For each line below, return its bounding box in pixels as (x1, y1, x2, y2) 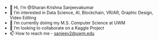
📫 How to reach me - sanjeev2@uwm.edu (9, 30, 95, 36)
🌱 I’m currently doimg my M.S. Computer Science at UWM (9, 20, 126, 26)
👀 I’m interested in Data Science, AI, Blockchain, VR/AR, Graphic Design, (9, 10, 154, 15)
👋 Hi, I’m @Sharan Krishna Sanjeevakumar (9, 5, 94, 10)
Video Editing (9, 15, 37, 20)
